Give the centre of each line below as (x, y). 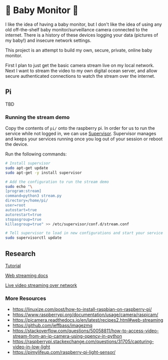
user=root (16, 205)
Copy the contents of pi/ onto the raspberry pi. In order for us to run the (80, 128)
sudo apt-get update (27, 168)
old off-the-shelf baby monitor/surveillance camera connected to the (76, 29)
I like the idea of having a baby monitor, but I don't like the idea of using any (83, 24)
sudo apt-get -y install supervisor (44, 173)
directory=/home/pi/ (27, 201)
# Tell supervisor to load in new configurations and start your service (84, 233)
